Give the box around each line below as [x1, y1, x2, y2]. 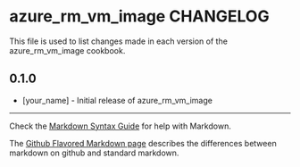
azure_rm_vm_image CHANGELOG [9, 6, 270, 27]
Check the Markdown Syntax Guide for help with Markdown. [9, 121, 232, 131]
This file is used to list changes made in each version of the [9, 36, 228, 46]
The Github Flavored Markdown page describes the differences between [9, 138, 277, 148]
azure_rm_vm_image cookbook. [9, 45, 126, 55]
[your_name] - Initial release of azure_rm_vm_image [21, 95, 212, 105]
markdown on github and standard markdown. [9, 147, 179, 158]
